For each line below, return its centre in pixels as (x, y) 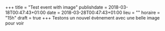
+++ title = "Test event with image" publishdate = (56, 7)
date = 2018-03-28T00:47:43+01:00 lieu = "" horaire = (104, 12)
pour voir (15, 23)
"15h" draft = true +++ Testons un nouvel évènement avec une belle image (82, 18)
